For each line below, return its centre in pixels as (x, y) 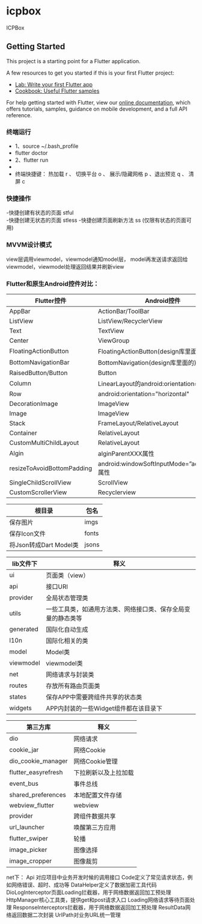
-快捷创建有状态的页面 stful (40, 213)
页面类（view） (68, 575)
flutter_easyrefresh (36, 772)
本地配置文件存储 (98, 795)
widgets (20, 708)
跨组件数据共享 (95, 816)
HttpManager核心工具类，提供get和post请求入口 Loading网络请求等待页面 (98, 899)
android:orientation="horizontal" (144, 394)
